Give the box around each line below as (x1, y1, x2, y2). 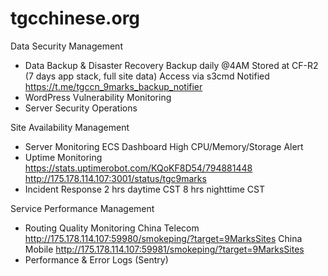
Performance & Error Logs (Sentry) (24, 253, 169, 266)
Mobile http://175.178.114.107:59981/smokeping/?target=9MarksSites (24, 243, 305, 255)
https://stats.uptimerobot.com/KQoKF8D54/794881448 (24, 162, 253, 174)
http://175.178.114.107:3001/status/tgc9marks (24, 172, 207, 184)
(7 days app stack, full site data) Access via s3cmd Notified (24, 70, 270, 82)
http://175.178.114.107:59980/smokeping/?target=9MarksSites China (24, 232, 303, 244)
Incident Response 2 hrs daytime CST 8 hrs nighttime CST (24, 183, 266, 195)
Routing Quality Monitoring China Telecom (24, 222, 200, 234)
